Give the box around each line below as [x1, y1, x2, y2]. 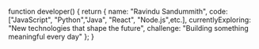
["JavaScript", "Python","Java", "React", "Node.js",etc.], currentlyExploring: [8, 15, 251, 24]
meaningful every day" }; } [8, 32, 95, 41]
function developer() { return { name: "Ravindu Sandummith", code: [8, 7, 228, 16]
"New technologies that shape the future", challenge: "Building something [8, 24, 249, 32]
